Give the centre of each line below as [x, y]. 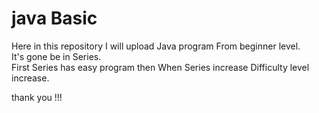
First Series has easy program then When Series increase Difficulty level [160, 67]
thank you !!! [37, 97]
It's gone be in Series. [56, 56]
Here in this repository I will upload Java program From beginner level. [156, 46]
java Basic [54, 18]
